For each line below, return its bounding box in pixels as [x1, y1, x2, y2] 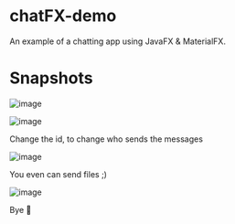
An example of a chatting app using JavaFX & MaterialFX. [9, 36, 227, 47]
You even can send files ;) [9, 168, 108, 179]
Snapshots [9, 68, 93, 89]
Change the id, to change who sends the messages [9, 133, 204, 144]
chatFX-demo [9, 5, 117, 27]
